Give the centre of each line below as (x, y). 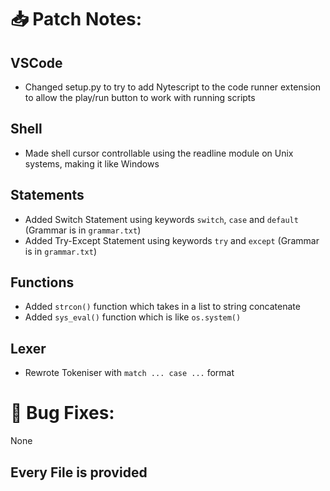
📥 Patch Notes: (76, 19)
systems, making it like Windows (92, 163)
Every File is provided (79, 472)
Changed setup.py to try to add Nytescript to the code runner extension (173, 87)
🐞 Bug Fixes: (62, 413)
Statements (47, 195)
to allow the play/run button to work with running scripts (140, 97)
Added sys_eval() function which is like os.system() (133, 317)
